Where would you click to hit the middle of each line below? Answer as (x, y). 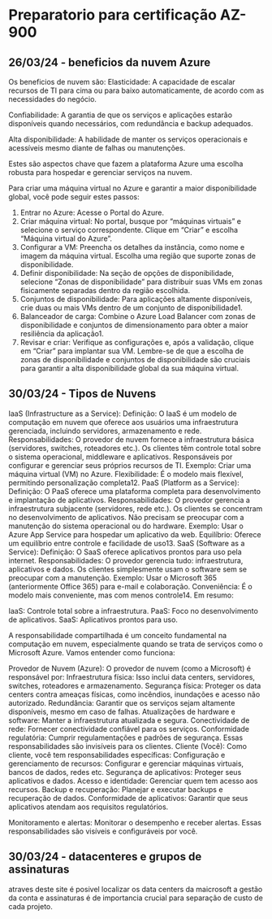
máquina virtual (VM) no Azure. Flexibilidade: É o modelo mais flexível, (126, 474)
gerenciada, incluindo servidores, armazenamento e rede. (105, 431)
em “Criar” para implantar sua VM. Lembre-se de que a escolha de (132, 351)
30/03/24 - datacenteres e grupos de (105, 857)
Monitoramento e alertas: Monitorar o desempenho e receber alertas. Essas (135, 822)
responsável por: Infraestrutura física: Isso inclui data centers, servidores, (132, 676)
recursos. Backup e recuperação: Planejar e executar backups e (116, 789)
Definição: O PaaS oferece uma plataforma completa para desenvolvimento (135, 491)
